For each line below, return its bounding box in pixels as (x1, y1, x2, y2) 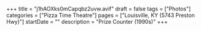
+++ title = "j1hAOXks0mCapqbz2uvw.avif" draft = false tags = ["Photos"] (6, 5, 191, 12)
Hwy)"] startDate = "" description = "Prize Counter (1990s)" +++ (6, 18, 168, 25)
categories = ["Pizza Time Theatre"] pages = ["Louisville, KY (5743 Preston (6, 12, 196, 19)
